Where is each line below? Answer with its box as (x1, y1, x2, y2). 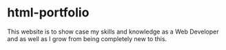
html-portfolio (7, 5, 90, 21)
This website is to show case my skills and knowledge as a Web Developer (7, 27, 219, 36)
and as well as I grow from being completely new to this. (7, 34, 167, 42)
